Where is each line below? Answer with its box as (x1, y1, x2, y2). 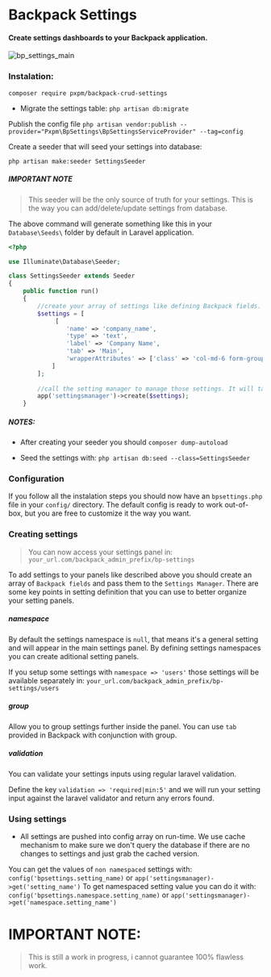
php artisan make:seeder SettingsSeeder (8, 157, 147, 165)
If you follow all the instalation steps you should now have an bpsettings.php (8, 491, 263, 501)
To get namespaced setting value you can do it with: (82, 881, 256, 891)
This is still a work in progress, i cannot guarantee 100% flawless (27, 952, 244, 962)
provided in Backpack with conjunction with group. (8, 730, 177, 740)
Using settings (8, 813, 67, 825)
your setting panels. (8, 595, 75, 605)
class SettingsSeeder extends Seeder (8, 272, 135, 280)
